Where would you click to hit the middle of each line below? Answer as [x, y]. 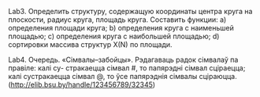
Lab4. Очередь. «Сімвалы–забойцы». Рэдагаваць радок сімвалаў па [123, 59]
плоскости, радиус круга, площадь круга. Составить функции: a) [117, 20]
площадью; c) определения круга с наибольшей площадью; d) [114, 36]
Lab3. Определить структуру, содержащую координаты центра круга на [130, 11]
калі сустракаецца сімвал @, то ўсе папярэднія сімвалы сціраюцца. [123, 76]
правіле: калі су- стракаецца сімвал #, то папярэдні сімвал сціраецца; [127, 68]
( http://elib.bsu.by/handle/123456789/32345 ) [82, 84]
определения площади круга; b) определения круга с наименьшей [121, 28]
